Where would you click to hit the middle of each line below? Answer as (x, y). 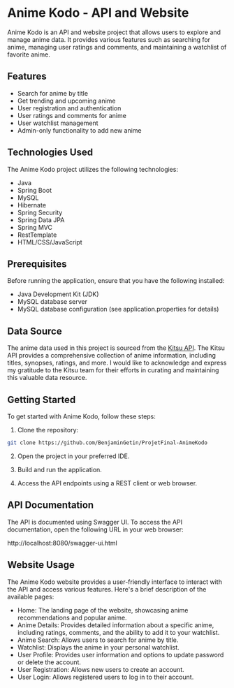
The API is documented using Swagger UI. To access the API (95, 522)
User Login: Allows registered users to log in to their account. (105, 677)
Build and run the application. (60, 469)
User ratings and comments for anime (72, 115)
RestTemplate (37, 235)
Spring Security (40, 212)
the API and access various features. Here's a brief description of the (107, 589)
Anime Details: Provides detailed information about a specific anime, (116, 625)
